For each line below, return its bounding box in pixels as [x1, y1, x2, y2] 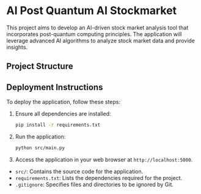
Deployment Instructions [6, 82, 103, 92]
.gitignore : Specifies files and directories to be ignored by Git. [15, 181, 174, 188]
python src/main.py [15, 145, 65, 151]
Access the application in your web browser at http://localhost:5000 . [15, 155, 193, 163]
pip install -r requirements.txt [15, 122, 101, 129]
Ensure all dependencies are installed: [15, 110, 111, 118]
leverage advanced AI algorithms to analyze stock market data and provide [6, 37, 196, 44]
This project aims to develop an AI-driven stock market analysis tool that [6, 24, 189, 31]
